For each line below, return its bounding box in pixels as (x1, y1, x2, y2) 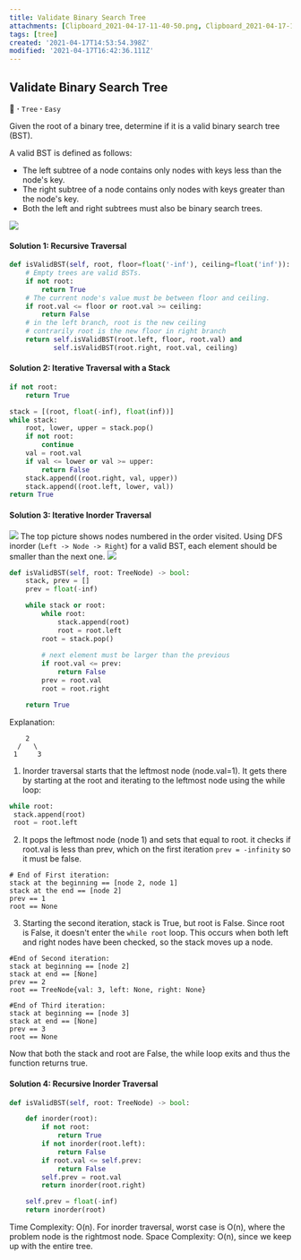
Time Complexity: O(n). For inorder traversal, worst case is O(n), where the (9, 1221, 286, 1232)
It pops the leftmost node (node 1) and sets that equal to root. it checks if (21, 835, 291, 845)
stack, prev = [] (25, 577, 90, 586)
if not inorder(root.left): (41, 1139, 146, 1148)
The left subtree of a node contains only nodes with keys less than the (21, 165, 282, 176)
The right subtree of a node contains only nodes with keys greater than (21, 184, 285, 194)
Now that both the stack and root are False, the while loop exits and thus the (9, 1049, 291, 1059)
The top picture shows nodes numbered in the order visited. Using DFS (20, 530, 283, 542)
